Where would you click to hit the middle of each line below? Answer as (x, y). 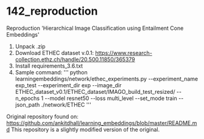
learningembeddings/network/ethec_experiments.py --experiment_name (107, 79)
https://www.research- (124, 52)
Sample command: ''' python (51, 72)
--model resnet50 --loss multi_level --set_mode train (111, 98)
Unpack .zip (30, 46)
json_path (27, 104)
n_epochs (27, 98)
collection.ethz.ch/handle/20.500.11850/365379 (75, 59)
